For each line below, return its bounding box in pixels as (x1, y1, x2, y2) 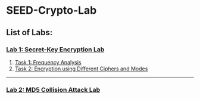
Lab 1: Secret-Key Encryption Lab (6, 45, 105, 54)
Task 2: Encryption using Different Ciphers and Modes (14, 65, 148, 72)
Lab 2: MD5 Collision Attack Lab (6, 85, 101, 94)
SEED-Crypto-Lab (6, 4, 97, 17)
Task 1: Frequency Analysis (14, 58, 82, 66)
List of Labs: (6, 27, 53, 38)
